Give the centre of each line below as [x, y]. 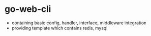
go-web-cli [28, 9]
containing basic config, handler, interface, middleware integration [79, 23]
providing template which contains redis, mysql [60, 28]
